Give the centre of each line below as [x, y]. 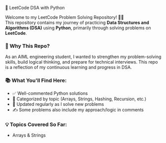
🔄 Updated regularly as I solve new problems [58, 104]
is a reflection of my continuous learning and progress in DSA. [69, 68]
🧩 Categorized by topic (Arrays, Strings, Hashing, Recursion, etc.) [79, 99]
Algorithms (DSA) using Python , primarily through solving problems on [78, 28]
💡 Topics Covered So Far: [36, 124]
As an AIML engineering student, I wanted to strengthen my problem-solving [83, 57]
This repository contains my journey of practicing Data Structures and [77, 23]
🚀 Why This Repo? [28, 46]
